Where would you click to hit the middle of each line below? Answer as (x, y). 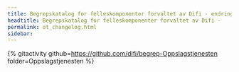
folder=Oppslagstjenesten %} (51, 61)
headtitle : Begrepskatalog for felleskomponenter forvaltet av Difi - (114, 20)
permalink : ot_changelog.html (52, 27)
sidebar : (20, 34)
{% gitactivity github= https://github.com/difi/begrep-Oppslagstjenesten (113, 54)
